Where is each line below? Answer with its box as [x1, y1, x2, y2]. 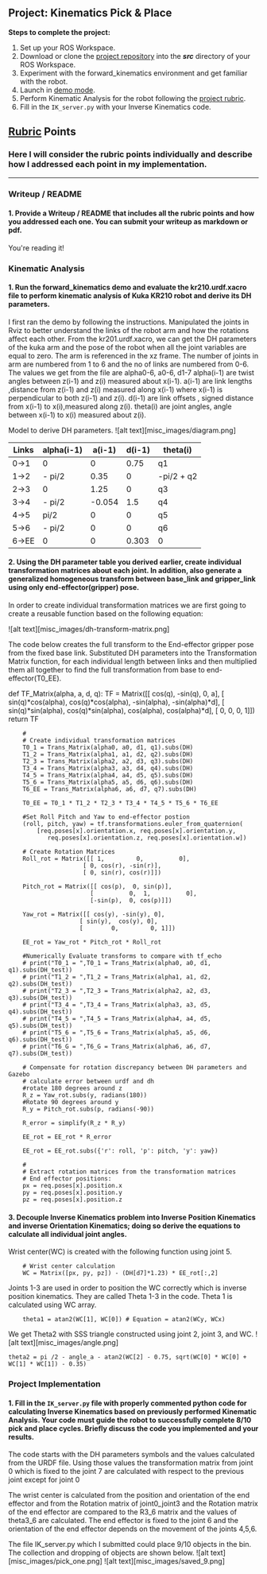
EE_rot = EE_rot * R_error [22, 1133, 112, 1141]
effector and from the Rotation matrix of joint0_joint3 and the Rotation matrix [8, 1498, 258, 1509]
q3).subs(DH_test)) [8, 994, 73, 1002]
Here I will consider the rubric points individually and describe [8, 149, 253, 160]
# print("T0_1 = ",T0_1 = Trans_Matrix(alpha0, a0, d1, [22, 959, 212, 967]
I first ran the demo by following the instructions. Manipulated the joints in [8, 317, 250, 327]
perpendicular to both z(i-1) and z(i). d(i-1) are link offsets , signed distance [8, 393, 254, 402]
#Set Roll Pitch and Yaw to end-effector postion [22, 812, 191, 821]
